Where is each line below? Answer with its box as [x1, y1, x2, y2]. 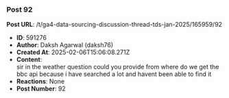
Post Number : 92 [16, 84, 66, 93]
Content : [16, 56, 43, 64]
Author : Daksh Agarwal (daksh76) [16, 41, 114, 49]
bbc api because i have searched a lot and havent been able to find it [16, 70, 212, 78]
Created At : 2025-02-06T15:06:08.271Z [16, 48, 130, 56]
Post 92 [6, 5, 33, 14]
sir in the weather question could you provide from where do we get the [16, 63, 219, 71]
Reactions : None [16, 77, 65, 86]
